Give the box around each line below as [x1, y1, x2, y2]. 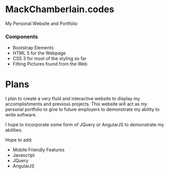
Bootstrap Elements [12, 45, 54, 51]
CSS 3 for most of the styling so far [12, 55, 87, 62]
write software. [5, 112, 37, 118]
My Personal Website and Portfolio [5, 20, 78, 26]
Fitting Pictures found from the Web [12, 61, 88, 67]
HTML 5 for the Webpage [12, 50, 66, 56]
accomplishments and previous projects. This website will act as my [5, 101, 148, 107]
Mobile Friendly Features [12, 147, 65, 153]
